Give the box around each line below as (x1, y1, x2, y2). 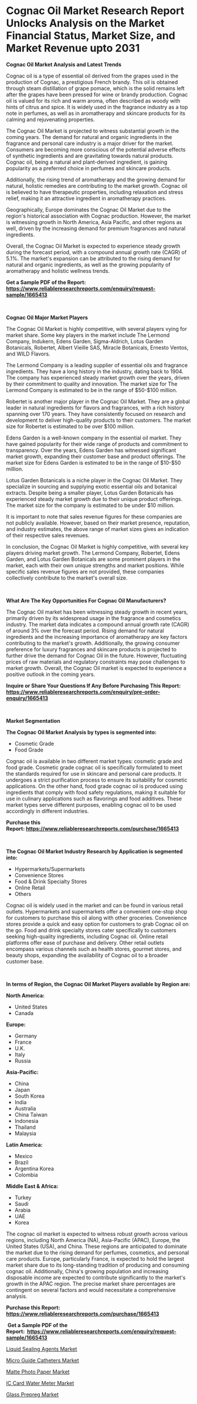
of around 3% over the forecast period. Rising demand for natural (6, 627, 164, 634)
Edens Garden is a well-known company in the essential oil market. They (6, 434, 182, 441)
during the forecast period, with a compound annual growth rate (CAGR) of (6, 248, 187, 256)
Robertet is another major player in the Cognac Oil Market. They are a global (6, 398, 191, 405)
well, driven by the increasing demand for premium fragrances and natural (6, 225, 186, 232)
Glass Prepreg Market (6, 1391, 59, 1398)
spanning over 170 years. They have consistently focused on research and (6, 410, 186, 417)
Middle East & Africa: (6, 1182, 59, 1189)
